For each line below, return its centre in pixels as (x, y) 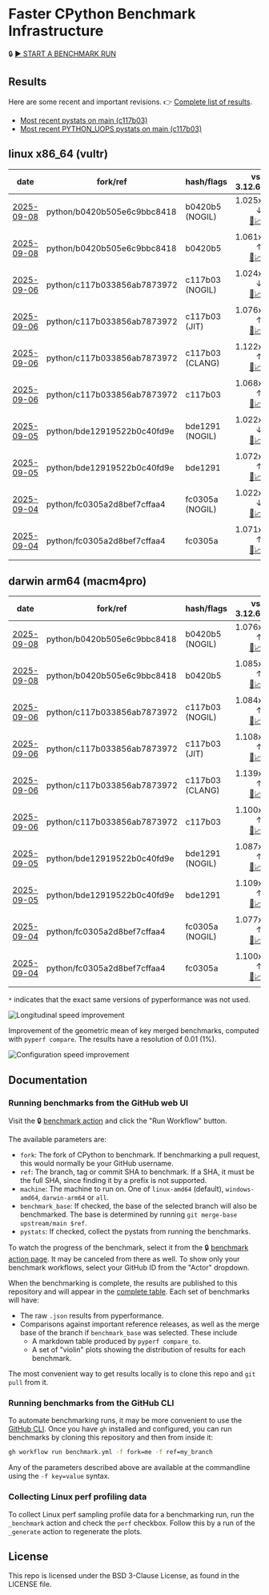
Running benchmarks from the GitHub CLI (91, 1403)
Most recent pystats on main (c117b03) (84, 120)
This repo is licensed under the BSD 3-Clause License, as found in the (124, 1576)
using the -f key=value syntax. (59, 1476)
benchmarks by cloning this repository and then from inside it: (111, 1438)
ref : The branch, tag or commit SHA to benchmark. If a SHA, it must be (137, 1172)
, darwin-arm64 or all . (74, 1197)
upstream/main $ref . (53, 1223)
